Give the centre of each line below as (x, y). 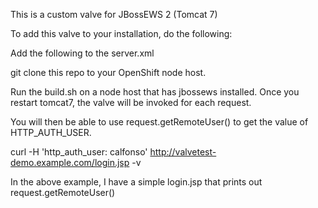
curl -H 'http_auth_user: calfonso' (79, 152)
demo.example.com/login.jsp (70, 162)
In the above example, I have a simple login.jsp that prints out (136, 182)
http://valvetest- (183, 152)
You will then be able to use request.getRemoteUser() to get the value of (159, 122)
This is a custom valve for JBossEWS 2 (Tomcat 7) (114, 14)
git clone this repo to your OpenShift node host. (108, 72)
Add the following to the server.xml (82, 53)
